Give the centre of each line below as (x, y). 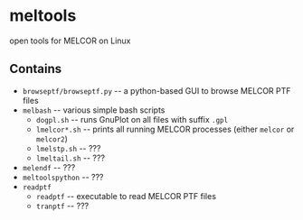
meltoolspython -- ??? (63, 177)
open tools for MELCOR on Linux (70, 41)
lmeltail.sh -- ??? (71, 158)
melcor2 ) (52, 138)
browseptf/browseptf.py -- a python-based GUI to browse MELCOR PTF (156, 90)
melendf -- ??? (49, 167)
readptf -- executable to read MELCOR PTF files (126, 196)
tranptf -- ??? (62, 206)
